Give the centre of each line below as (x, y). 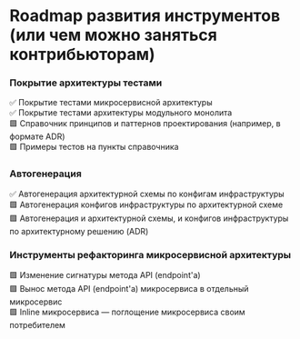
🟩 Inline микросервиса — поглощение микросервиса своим (127, 312)
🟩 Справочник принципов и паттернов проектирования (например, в (145, 124)
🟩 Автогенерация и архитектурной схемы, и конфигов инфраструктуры (149, 218)
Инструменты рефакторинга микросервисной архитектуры (150, 254)
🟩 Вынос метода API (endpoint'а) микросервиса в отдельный (129, 289)
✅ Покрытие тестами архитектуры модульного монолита (121, 113)
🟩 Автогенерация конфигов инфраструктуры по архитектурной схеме (146, 204)
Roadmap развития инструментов (145, 16)
